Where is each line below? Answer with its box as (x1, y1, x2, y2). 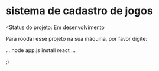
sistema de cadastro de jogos (5, 4, 153, 18)
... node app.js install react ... (5, 46, 76, 54)
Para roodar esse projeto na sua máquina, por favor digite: (5, 35, 148, 42)
